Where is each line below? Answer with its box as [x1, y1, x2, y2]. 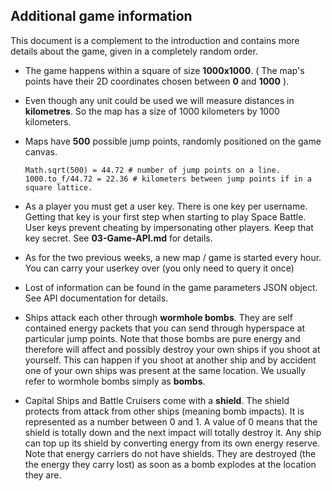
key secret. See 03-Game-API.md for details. [24, 232, 213, 244]
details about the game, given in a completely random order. [10, 45, 258, 57]
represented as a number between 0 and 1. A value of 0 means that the [24, 415, 318, 428]
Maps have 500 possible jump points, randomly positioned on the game [24, 135, 322, 147]
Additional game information [10, 8, 193, 25]
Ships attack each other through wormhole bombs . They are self [24, 311, 293, 323]
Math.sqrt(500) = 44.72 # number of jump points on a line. [24, 165, 281, 175]
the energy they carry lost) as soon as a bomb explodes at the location [24, 458, 317, 470]
